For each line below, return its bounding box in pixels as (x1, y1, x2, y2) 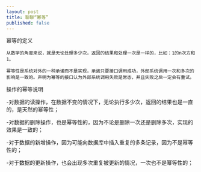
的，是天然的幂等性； (6, 106, 59, 113)
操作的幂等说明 (6, 86, 43, 93)
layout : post (6, 8, 39, 15)
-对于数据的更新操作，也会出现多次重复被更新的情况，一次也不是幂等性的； (6, 159, 194, 167)
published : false (6, 20, 50, 26)
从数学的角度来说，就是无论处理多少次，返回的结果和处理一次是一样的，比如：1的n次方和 (6, 50, 196, 56)
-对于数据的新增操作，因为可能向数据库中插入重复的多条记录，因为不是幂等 (6, 139, 194, 146)
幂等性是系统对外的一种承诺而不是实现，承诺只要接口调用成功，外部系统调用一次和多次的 (6, 68, 194, 74)
